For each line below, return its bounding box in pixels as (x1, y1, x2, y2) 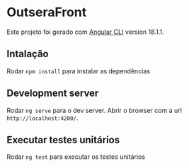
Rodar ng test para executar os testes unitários (6, 152, 146, 161)
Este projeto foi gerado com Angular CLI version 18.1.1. (6, 28, 164, 36)
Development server (6, 88, 99, 100)
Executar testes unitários (6, 133, 120, 145)
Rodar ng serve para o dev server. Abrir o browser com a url (6, 106, 182, 114)
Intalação (6, 48, 49, 60)
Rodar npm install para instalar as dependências (6, 66, 150, 75)
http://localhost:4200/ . (6, 114, 79, 122)
